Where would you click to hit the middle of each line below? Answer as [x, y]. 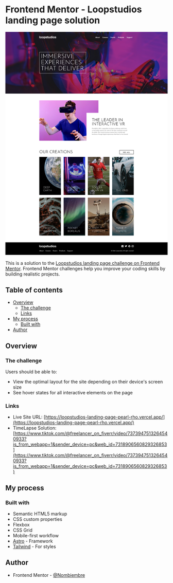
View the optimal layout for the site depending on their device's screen [88, 382]
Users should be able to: [31, 372]
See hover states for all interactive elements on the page [73, 393]
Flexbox [21, 525]
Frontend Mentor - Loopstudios [74, 10]
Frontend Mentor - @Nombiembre [49, 575]
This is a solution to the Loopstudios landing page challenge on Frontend [82, 263]
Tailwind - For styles [34, 546]
